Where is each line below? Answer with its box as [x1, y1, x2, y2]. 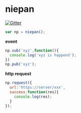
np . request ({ [5, 80, 32, 85]
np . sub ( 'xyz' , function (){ [5, 48, 59, 53]
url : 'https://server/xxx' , [9, 85, 66, 90]
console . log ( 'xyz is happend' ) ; [9, 53, 77, 57]
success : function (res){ [9, 90, 59, 95]
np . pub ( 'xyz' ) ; [5, 62, 37, 67]
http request [5, 71, 31, 77]
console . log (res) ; [14, 94, 52, 99]
